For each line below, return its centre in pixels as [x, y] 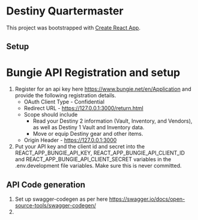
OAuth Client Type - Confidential [64, 102]
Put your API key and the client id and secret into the [80, 147]
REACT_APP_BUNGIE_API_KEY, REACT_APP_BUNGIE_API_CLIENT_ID [100, 153]
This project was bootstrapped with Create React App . [73, 28]
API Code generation [46, 185]
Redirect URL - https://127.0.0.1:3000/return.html [84, 108]
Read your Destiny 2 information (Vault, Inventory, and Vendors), [112, 121]
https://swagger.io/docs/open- [147, 199]
